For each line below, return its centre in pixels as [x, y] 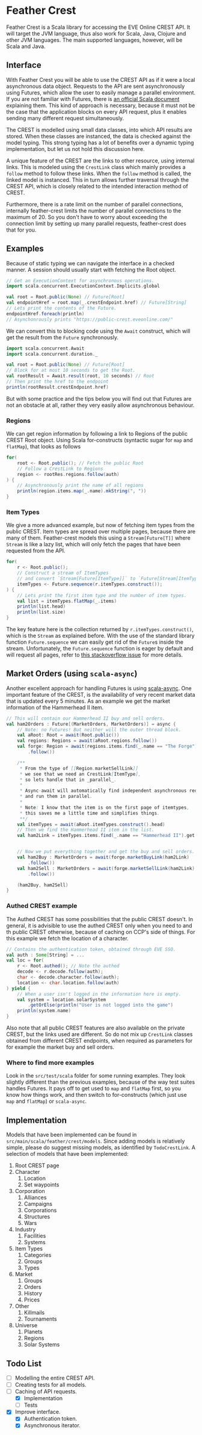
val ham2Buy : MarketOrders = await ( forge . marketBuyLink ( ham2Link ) [103, 857]
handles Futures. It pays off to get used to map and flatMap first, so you [94, 1088]
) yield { [19, 988]
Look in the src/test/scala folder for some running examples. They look [96, 1076]
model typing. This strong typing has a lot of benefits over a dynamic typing [100, 143]
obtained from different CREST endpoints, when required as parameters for [99, 1041]
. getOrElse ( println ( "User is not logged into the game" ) [100, 1005]
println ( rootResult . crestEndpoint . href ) [58, 387]
